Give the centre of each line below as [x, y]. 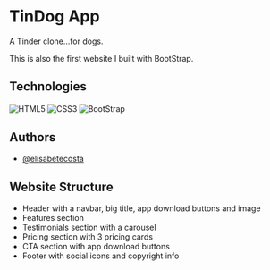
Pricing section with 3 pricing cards [88, 237]
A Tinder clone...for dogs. [56, 41]
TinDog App [55, 17]
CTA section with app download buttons [96, 247]
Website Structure [61, 186]
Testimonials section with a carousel [89, 228]
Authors [33, 137]
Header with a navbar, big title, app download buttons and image [141, 208]
